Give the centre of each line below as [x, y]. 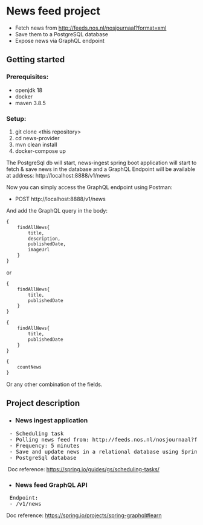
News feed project [53, 11]
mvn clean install [36, 144]
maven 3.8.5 [31, 103]
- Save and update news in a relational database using [94, 452]
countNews [30, 367]
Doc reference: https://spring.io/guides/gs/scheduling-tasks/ [84, 469]
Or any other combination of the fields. [54, 384]
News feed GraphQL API [51, 485]
